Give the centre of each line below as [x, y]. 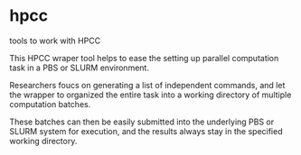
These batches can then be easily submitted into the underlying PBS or [142, 122]
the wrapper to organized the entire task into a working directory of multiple [150, 95]
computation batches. [50, 104]
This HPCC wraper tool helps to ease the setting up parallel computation [144, 58]
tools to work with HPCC [55, 41]
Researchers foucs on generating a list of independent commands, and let [147, 85]
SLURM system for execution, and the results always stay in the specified [146, 131]
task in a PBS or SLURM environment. [79, 68]
